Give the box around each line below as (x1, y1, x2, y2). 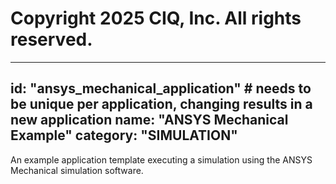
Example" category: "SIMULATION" (10, 127, 238, 144)
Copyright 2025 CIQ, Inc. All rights (10, 7, 302, 30)
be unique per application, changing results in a (10, 96, 313, 113)
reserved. (10, 28, 93, 51)
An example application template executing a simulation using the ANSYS (10, 153, 313, 166)
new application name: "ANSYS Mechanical (10, 112, 289, 129)
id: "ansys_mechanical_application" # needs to (10, 80, 312, 97)
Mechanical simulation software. (10, 164, 144, 176)
